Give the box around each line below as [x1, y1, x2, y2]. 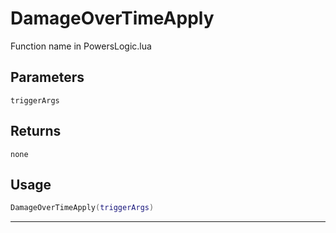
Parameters [10, 69, 85, 86]
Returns [10, 123, 62, 140]
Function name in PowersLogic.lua [10, 40, 152, 52]
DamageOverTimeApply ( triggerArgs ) [10, 203, 155, 213]
